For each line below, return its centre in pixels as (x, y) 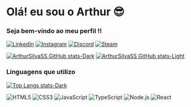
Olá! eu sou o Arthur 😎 (66, 12)
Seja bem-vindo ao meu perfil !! (54, 31)
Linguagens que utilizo (41, 72)
